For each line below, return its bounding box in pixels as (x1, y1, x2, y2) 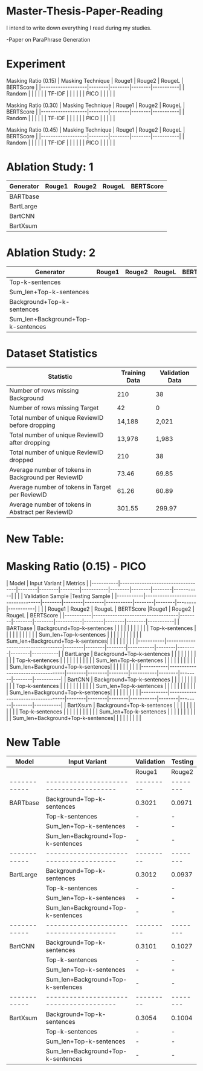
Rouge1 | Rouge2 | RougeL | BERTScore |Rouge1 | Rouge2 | (47, 605, 195, 613)
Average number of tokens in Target (9, 483, 112, 491)
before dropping (9, 421, 56, 429)
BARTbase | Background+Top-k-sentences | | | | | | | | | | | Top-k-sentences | (6, 624, 196, 632)
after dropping (9, 438, 50, 446)
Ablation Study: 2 (6, 246, 95, 259)
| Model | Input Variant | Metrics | (6, 579, 89, 587)
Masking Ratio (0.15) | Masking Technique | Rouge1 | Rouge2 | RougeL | (6, 77, 184, 84)
